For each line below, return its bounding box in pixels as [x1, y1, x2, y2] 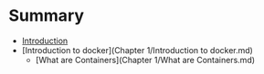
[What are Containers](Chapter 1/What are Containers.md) [35, 54, 256, 65]
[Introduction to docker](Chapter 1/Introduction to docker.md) [21, 44, 253, 55]
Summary [8, 5, 84, 26]
